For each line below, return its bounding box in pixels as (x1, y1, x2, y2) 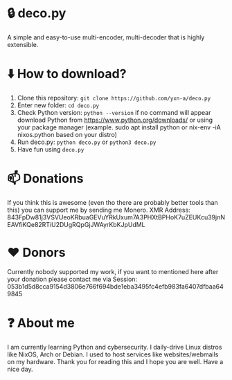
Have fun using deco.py (17, 145, 84, 153)
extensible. (7, 40, 39, 48)
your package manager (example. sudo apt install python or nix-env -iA (17, 123, 222, 132)
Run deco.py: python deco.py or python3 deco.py (17, 138, 157, 146)
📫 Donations (7, 171, 84, 187)
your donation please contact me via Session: (7, 275, 137, 283)
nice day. (7, 365, 33, 373)
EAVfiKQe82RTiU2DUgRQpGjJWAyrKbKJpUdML (7, 220, 145, 228)
